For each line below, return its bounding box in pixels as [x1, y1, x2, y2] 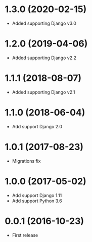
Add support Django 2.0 [12, 123, 63, 129]
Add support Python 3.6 [12, 198, 62, 204]
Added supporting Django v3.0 [12, 20, 76, 26]
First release [12, 232, 38, 238]
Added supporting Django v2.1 [12, 89, 75, 95]
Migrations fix [12, 158, 41, 164]
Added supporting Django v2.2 [12, 55, 77, 61]
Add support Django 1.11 [12, 192, 62, 198]
